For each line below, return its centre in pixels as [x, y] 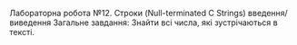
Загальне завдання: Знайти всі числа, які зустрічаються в [166, 22]
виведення [30, 22]
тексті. [22, 32]
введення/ [268, 13]
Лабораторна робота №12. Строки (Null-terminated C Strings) [128, 13]
